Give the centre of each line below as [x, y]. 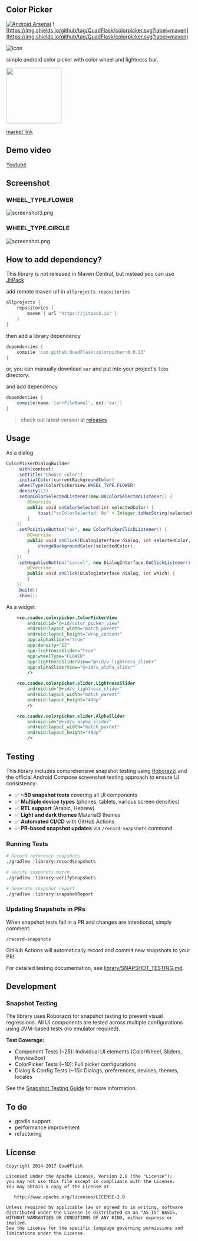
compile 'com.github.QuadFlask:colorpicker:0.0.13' [81, 352]
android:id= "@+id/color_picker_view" [73, 623]
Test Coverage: [25, 1040]
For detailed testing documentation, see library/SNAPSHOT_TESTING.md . [95, 968]
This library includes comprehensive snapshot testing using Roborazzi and [97, 771]
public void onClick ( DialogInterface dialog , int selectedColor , [109, 541]
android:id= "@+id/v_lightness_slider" [75, 689]
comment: [18, 928]
